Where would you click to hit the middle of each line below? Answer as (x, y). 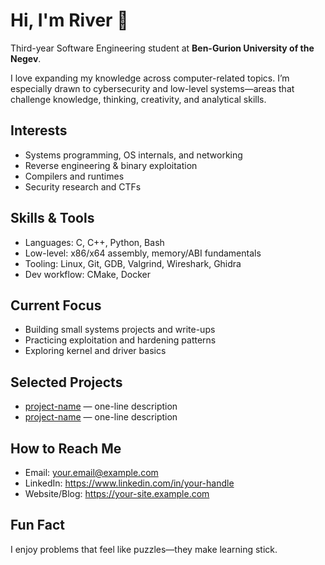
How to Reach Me (66, 448)
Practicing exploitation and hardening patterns (120, 340)
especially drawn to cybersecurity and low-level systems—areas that (152, 88)
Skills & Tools (52, 218)
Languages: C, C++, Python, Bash (94, 242)
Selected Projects (66, 382)
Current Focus (56, 305)
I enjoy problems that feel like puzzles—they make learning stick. (144, 549)
